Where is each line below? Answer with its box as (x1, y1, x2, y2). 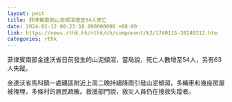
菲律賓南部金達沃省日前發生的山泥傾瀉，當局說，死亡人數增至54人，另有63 (7, 56, 222, 64)
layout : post (7, 10, 45, 17)
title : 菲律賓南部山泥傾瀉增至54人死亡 (7, 17, 107, 23)
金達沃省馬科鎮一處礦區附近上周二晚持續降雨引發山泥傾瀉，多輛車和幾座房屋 (7, 79, 225, 87)
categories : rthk (7, 36, 57, 43)
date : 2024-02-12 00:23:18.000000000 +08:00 (7, 23, 137, 30)
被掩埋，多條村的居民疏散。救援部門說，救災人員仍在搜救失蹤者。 (7, 88, 195, 96)
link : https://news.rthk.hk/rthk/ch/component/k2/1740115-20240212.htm (7, 29, 217, 37)
